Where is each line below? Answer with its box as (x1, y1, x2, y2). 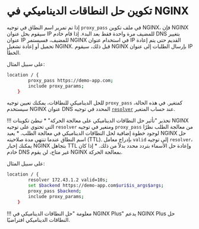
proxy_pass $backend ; (28, 188, 82, 194)
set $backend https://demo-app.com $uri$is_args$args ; (28, 183, 164, 189)
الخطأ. (7, 49, 21, 56)
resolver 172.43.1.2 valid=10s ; (28, 177, 109, 183)
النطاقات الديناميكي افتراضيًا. (7, 216, 71, 223)
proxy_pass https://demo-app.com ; (28, 77, 113, 84)
